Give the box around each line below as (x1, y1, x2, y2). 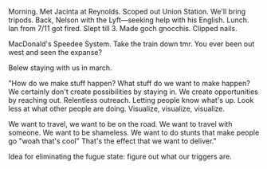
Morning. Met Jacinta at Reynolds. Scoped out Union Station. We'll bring (8, 7, 246, 16)
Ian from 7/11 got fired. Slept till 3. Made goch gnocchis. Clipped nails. (8, 24, 238, 33)
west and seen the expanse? (8, 48, 102, 57)
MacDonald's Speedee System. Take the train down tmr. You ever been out (8, 39, 255, 49)
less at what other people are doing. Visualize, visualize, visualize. (8, 104, 226, 113)
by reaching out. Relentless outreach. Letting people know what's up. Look (8, 96, 254, 104)
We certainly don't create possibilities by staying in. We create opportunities (8, 87, 259, 96)
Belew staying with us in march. (8, 63, 113, 73)
